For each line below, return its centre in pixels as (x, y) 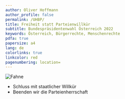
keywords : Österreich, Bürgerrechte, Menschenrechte (63, 34)
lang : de (15, 48)
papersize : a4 (20, 43)
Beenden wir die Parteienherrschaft (50, 92)
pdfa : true (17, 39)
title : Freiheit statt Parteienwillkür (48, 24)
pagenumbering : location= (33, 62)
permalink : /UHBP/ (25, 19)
